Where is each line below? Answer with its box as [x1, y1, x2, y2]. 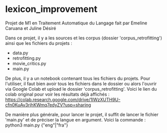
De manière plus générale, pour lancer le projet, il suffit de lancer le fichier [5, 111, 159, 118]
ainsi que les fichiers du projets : [5, 40, 73, 46]
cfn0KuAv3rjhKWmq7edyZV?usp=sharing [5, 102, 91, 108]
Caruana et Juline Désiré [5, 25, 56, 31]
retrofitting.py [12, 55, 41, 61]
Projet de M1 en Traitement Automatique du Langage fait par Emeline [5, 20, 147, 26]
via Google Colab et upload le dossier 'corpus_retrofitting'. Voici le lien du [5, 86, 157, 92]
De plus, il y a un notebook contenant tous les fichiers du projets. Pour [5, 75, 150, 81]
